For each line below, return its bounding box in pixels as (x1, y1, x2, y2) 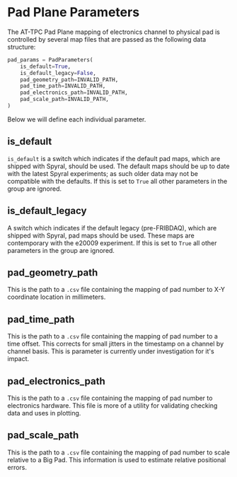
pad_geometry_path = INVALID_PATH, (20, 76, 119, 83)
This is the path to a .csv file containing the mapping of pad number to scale (7, 448, 230, 457)
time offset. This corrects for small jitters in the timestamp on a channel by (7, 340, 224, 348)
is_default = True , (20, 63, 71, 70)
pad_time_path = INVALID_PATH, (20, 83, 106, 90)
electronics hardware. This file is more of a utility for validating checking (7, 401, 218, 410)
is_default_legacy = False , (20, 69, 97, 76)
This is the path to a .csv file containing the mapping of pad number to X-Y (7, 285, 225, 294)
